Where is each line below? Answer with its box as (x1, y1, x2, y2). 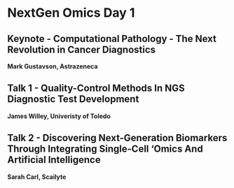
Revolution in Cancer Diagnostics (7, 43, 156, 55)
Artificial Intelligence (7, 154, 101, 166)
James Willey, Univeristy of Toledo (7, 112, 111, 120)
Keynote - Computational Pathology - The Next (7, 33, 217, 45)
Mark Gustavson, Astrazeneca (7, 62, 98, 71)
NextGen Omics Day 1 (7, 5, 135, 21)
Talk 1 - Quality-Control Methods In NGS (7, 82, 186, 94)
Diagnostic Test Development (7, 93, 139, 106)
